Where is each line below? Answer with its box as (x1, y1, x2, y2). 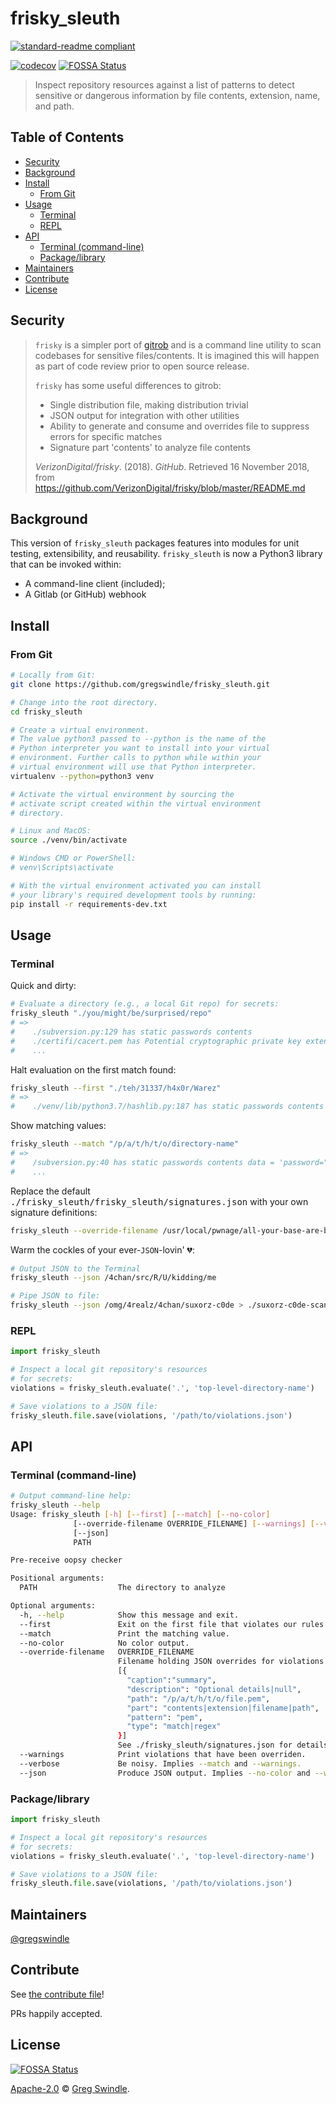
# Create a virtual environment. (10, 725, 150, 735)
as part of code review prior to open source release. (34, 360, 250, 372)
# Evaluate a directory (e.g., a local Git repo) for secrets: (10, 999, 280, 1009)
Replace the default (10, 1185, 91, 1197)
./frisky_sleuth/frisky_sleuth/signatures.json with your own (10, 1195, 309, 1207)
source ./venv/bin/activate (10, 835, 128, 846)
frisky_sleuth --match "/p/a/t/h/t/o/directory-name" (10, 1139, 240, 1149)
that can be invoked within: (10, 558, 122, 571)
